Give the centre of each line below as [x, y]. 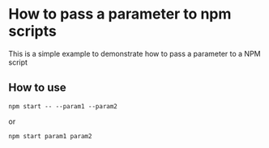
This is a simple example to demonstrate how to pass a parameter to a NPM [134, 53]
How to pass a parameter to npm [120, 14]
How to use [37, 88]
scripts [32, 31]
